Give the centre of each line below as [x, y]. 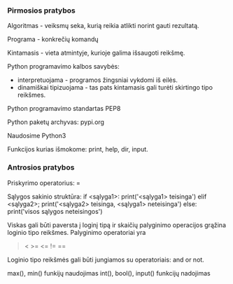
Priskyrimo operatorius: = [44, 183]
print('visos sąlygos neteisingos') [55, 211]
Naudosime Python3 [37, 136]
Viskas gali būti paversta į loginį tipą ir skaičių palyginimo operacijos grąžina [116, 225]
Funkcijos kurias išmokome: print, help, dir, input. [78, 149]
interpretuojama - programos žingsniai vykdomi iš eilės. [98, 80]
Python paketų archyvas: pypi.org [56, 122]
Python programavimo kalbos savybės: [64, 67]
